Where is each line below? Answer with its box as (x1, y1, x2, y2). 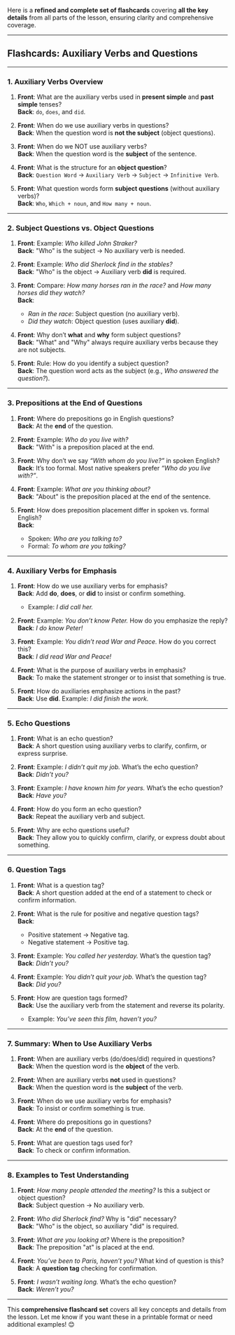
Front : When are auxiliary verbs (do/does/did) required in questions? (17, 1055, 215, 1063)
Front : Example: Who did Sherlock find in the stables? (17, 260, 173, 269)
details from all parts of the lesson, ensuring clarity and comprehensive (7, 13, 214, 22)
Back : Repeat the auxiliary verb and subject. (17, 813, 145, 821)
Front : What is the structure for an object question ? (17, 163, 167, 172)
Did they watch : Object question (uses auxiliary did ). (27, 317, 180, 325)
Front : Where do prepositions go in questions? (17, 1118, 152, 1126)
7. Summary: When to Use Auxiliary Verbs (7, 1038, 152, 1048)
